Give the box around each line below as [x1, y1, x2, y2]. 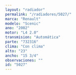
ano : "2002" [5, 26, 30, 31]
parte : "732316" [5, 39, 38, 44]
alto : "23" [5, 48, 28, 53]
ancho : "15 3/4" [5, 53, 38, 58]
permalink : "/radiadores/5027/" [5, 12, 72, 17]
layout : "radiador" [5, 7, 45, 12]
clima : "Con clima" [5, 44, 45, 49]
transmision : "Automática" [5, 35, 61, 40]
